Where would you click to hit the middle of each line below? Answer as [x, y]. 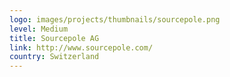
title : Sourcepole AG [54, 38]
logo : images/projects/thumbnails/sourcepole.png [115, 19]
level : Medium [39, 29]
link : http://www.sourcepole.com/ [81, 47]
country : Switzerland [54, 57]
